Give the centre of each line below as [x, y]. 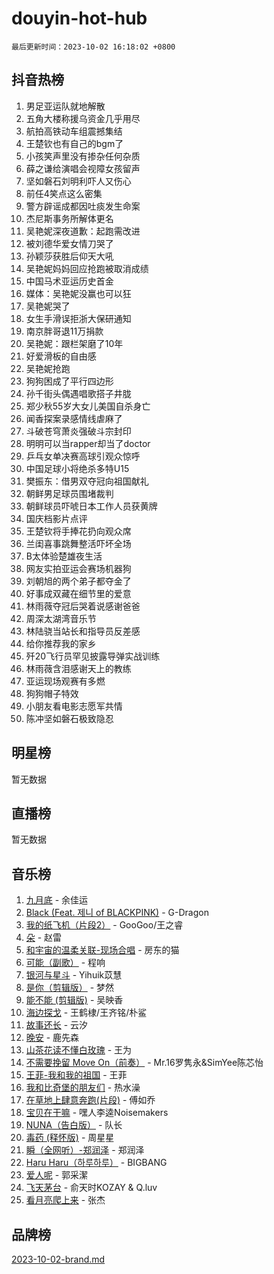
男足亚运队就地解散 [65, 106]
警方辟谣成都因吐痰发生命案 [83, 206]
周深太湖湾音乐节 [61, 618]
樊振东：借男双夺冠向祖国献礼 [87, 481]
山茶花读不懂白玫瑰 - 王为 [79, 1050]
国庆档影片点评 [56, 518]
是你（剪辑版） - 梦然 [70, 988]
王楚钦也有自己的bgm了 [74, 143]
